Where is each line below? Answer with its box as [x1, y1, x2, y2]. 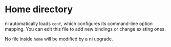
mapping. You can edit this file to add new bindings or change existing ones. [5, 26, 166, 32]
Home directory [5, 4, 73, 15]
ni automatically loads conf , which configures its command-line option [5, 20, 153, 27]
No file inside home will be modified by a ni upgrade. [5, 36, 113, 42]
